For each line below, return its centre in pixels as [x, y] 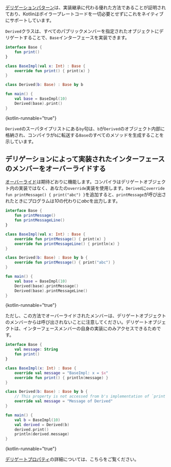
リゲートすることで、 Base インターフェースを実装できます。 [67, 38]
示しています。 [21, 141]
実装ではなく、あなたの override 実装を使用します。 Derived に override [92, 188]
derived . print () [32, 429]
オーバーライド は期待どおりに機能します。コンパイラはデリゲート [75, 182]
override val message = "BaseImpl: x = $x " [62, 373]
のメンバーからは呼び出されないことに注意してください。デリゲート [77, 322]
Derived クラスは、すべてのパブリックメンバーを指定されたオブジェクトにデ [84, 31]
